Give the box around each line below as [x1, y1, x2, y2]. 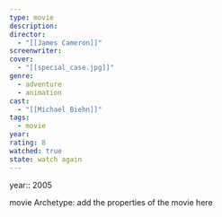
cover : [9, 55, 34, 64]
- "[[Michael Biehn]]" [17, 105, 102, 114]
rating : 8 [9, 138, 47, 147]
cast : [9, 96, 30, 106]
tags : [9, 113, 30, 122]
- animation [17, 88, 63, 97]
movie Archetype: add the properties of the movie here [9, 196, 213, 207]
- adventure [17, 80, 63, 89]
